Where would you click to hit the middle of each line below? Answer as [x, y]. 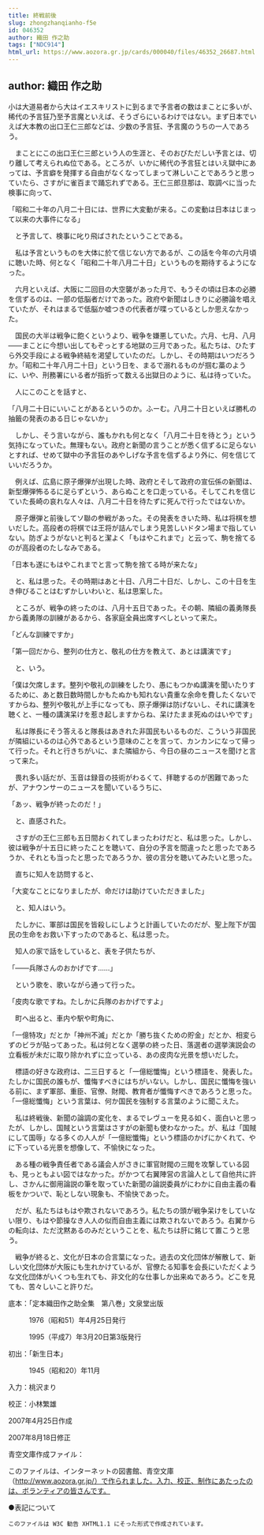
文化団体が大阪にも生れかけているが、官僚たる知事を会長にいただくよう [139, 1267]
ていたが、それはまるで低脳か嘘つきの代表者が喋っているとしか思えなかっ [129, 309]
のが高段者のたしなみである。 [56, 547]
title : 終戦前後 [32, 15]
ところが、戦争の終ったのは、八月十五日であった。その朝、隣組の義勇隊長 [136, 608]
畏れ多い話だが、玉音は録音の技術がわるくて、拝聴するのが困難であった [132, 777]
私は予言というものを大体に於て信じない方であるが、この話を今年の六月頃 [136, 253]
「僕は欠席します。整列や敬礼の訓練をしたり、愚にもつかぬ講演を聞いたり [128, 684]
